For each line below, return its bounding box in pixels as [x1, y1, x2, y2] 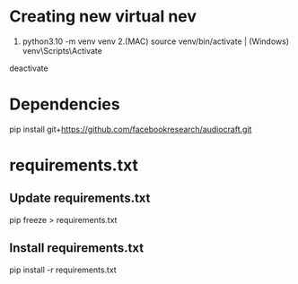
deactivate [9, 63, 48, 73]
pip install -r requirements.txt [9, 264, 117, 275]
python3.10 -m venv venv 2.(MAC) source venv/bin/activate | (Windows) [22, 36, 290, 47]
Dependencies [9, 94, 120, 115]
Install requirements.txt [9, 240, 145, 256]
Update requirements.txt [9, 191, 151, 206]
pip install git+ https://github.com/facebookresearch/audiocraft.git [9, 124, 252, 134]
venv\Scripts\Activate [22, 45, 103, 56]
